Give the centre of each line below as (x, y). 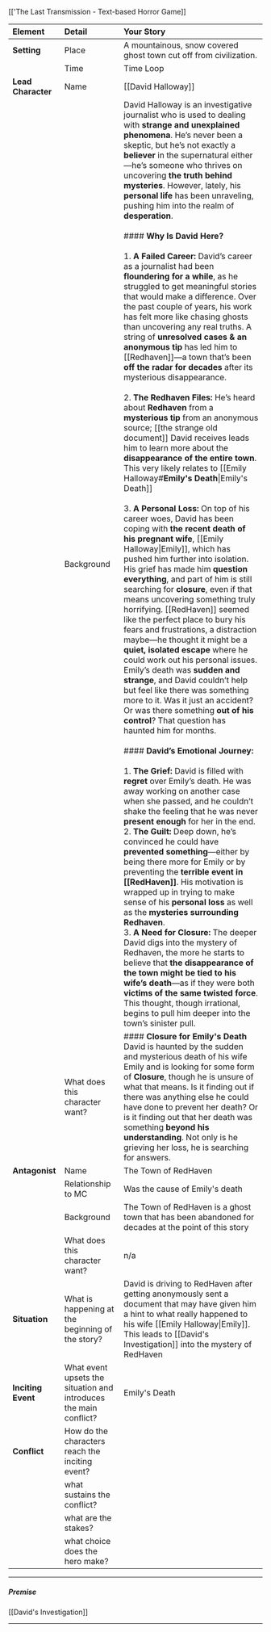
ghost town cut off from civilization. (191, 55)
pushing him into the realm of (179, 206)
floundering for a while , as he (181, 276)
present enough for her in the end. (190, 821)
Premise (23, 1592)
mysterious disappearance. (175, 377)
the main (81, 1408)
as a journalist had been (169, 266)
